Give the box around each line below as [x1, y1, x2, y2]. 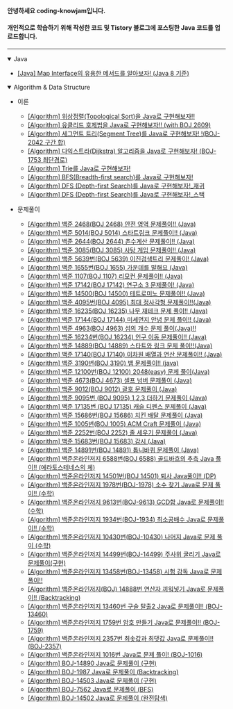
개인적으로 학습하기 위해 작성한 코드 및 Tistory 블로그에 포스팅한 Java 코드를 [7, 24, 214, 32]
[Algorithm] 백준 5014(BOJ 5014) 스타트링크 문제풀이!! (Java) [27, 228, 198, 236]
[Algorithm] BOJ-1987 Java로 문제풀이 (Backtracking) [27, 667, 179, 676]
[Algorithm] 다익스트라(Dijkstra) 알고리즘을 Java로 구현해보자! [27, 147, 198, 155]
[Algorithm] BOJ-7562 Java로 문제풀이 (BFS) [27, 685, 154, 693]
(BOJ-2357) [27, 642, 62, 650]
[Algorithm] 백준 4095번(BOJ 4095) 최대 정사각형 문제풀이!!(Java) [27, 298, 212, 306]
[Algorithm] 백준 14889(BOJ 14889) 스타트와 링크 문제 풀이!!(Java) [27, 341, 213, 350]
